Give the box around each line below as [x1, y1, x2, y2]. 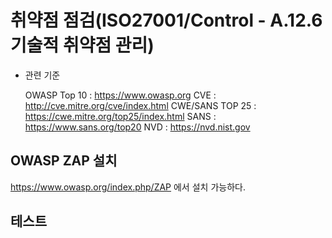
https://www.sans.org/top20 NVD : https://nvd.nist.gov [24, 121, 251, 133]
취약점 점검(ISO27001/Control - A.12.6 [10, 9, 323, 32]
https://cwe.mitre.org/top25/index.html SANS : [24, 110, 217, 122]
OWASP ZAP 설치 [10, 152, 118, 170]
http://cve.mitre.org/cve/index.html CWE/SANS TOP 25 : [24, 99, 257, 111]
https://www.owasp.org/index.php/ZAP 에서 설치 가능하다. [10, 181, 246, 193]
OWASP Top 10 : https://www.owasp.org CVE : [24, 89, 217, 101]
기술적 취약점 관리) [10, 34, 155, 57]
